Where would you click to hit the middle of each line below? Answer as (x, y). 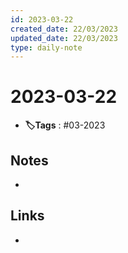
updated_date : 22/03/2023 (64, 38)
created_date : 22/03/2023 (64, 29)
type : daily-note (46, 47)
